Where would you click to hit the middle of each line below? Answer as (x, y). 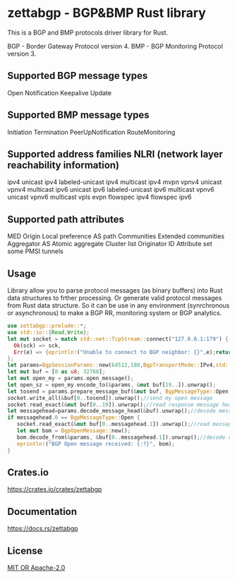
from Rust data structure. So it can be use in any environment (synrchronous (119, 305)
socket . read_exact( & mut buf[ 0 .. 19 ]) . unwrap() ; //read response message (113, 404)
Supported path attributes (66, 219)
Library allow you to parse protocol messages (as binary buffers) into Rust (115, 290)
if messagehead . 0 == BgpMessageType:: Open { (74, 418)
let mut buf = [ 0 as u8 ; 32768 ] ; (56, 372)
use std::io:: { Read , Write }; (49, 332)
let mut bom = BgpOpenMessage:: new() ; (74, 431)
